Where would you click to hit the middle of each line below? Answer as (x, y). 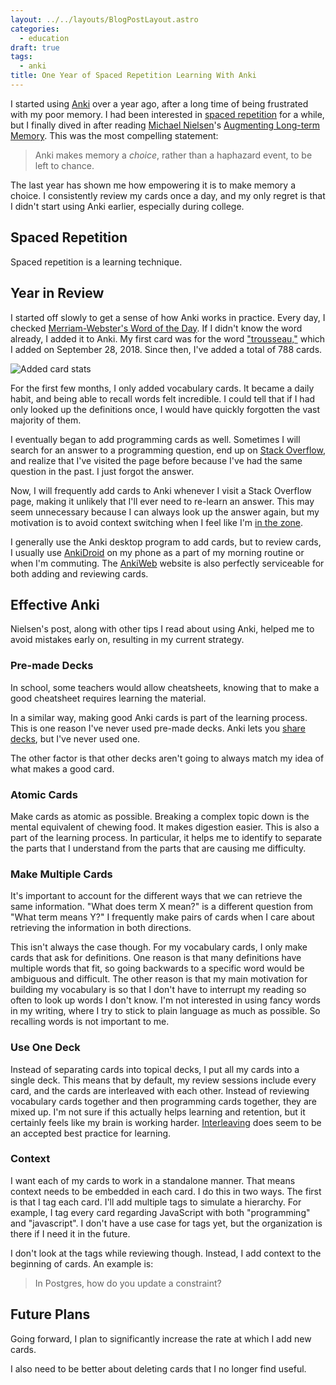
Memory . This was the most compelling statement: (114, 135)
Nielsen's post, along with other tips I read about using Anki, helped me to (162, 629)
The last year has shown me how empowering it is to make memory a (153, 185)
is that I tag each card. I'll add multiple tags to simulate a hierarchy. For (156, 1202)
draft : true (35, 47)
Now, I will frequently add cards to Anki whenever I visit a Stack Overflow (161, 490)
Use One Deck (45, 1048)
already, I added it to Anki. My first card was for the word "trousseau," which (168, 338)
